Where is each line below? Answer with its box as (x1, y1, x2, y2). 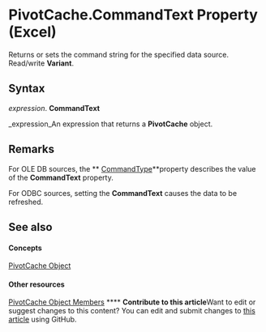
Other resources (8, 279, 65, 289)
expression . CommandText (8, 103, 100, 113)
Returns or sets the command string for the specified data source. (8, 49, 230, 59)
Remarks (8, 143, 55, 156)
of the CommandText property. (8, 172, 114, 182)
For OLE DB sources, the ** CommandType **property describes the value (8, 164, 257, 173)
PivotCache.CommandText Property (8, 6, 258, 24)
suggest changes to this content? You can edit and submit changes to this (8, 306, 255, 316)
